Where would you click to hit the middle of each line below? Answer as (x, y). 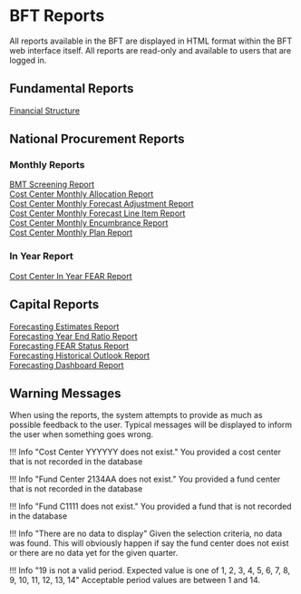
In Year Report (42, 257)
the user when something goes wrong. (82, 434)
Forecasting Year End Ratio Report (73, 336)
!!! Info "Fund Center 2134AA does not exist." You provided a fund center (145, 479)
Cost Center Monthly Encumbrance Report (89, 223)
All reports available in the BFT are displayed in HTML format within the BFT (151, 41)
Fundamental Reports (72, 88)
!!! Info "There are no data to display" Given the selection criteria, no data (146, 534)
